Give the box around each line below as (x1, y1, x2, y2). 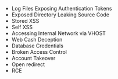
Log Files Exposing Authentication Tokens (11, 5, 112, 12)
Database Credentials (11, 42, 64, 49)
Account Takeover (11, 55, 56, 61)
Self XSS (11, 23, 33, 30)
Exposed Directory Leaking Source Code (11, 11, 109, 18)
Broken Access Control (11, 49, 67, 55)
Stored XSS (11, 18, 40, 24)
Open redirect (11, 61, 45, 68)
